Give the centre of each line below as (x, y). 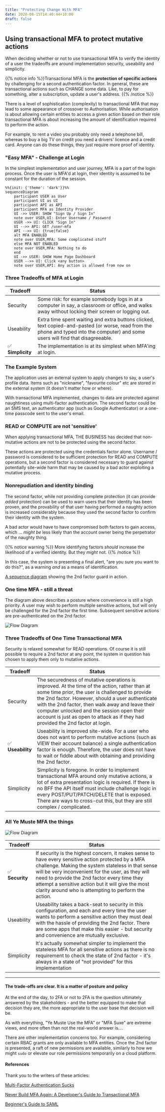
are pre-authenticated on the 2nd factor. (46, 615)
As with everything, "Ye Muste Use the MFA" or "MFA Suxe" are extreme (78, 1023)
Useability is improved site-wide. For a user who (93, 731)
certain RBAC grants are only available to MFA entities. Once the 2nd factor (81, 1042)
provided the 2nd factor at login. (74, 723)
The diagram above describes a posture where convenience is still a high (79, 600)
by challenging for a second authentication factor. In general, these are (77, 84)
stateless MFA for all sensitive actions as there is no (95, 949)
